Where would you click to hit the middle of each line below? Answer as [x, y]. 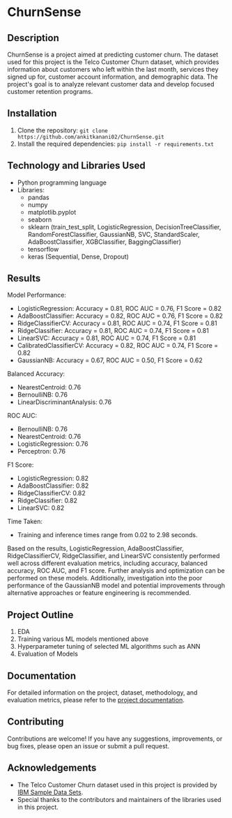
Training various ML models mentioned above [83, 639]
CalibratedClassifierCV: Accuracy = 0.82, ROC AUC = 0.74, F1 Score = [118, 346]
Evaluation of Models [48, 654]
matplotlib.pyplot [52, 212]
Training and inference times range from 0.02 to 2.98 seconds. [107, 535]
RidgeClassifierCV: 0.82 [51, 493]
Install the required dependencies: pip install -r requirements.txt [116, 144]
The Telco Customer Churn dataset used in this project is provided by [117, 785]
